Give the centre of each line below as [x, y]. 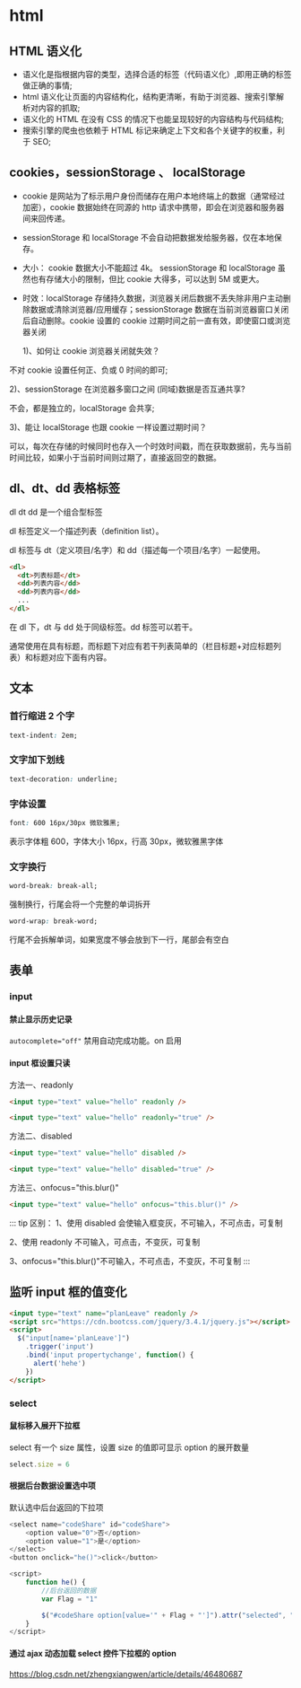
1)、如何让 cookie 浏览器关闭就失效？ [91, 350]
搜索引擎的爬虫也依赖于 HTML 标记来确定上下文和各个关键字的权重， [150, 130]
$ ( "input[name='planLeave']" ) [73, 1339]
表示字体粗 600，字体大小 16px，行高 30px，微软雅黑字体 [116, 841]
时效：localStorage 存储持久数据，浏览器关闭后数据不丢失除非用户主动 [153, 298]
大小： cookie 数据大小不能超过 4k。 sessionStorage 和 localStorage [149, 268]
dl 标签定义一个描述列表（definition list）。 [86, 531]
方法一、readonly [41, 1085]
